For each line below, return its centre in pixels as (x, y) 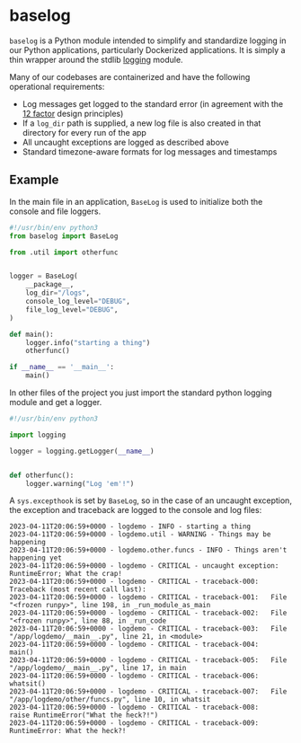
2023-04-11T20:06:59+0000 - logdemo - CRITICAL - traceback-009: (134, 723)
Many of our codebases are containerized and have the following (130, 76)
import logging (38, 435)
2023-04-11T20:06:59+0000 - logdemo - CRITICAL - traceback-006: (134, 676)
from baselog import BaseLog (64, 236)
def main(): (31, 334)
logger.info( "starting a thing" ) (88, 342)
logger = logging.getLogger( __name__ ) (82, 451)
